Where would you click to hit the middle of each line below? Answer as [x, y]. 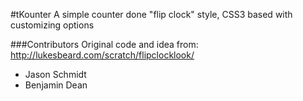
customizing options [52, 25]
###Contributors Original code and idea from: [104, 44]
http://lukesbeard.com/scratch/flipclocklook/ [102, 55]
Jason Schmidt [55, 74]
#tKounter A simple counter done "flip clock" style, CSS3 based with [151, 14]
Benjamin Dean [56, 85]
